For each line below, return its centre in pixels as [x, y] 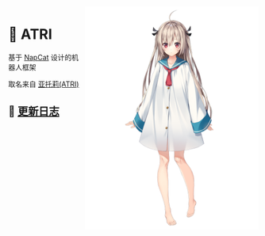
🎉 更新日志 [34, 111]
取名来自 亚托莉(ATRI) [44, 84]
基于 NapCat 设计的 [40, 57]
